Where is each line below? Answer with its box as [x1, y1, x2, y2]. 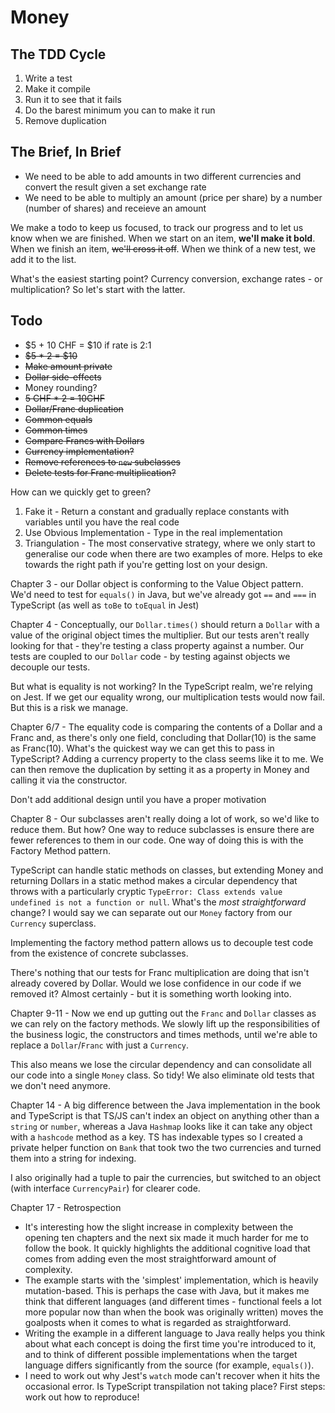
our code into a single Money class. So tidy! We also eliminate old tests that [10, 1069, 315, 1081]
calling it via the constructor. [10, 774, 128, 786]
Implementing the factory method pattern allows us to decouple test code [10, 936, 314, 948]
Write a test [24, 72, 73, 84]
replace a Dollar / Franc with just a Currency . [10, 1039, 190, 1051]
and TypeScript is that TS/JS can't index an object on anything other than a [10, 1109, 320, 1121]
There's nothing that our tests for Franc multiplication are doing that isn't [10, 966, 310, 978]
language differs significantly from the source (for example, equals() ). [24, 1359, 315, 1371]
